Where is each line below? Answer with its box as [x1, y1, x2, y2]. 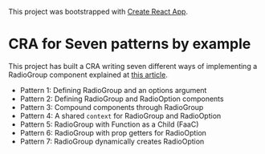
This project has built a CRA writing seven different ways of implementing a [8, 61, 258, 71]
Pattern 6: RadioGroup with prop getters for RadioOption [19, 128, 207, 137]
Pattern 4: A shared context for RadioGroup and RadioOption [19, 111, 222, 120]
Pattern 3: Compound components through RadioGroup [19, 102, 204, 111]
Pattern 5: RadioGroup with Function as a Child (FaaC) [19, 120, 199, 129]
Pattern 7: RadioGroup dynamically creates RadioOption [19, 136, 205, 146]
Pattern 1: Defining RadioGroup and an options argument [19, 85, 207, 95]
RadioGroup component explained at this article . [8, 70, 169, 79]
